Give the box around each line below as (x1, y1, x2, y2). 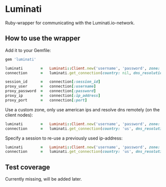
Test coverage (5, 163, 50, 171)
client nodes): (5, 112, 33, 118)
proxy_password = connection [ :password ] (5, 89, 96, 93)
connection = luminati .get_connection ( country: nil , (5, 70, 132, 75)
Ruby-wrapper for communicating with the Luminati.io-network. (5, 20, 135, 26)
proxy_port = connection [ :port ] (5, 97, 87, 102)
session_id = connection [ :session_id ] (5, 79, 100, 85)
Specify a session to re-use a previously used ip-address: (5, 135, 123, 141)
